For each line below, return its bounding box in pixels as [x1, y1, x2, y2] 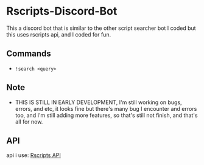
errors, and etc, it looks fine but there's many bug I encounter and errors [15, 105, 197, 112]
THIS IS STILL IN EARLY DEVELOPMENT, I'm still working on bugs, [15, 99, 182, 106]
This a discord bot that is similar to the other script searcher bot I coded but [6, 24, 196, 32]
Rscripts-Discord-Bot [6, 4, 118, 18]
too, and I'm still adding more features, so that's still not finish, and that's [15, 111, 198, 119]
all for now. [15, 118, 43, 125]
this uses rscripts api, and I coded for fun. [6, 30, 111, 38]
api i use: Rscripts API [6, 152, 61, 159]
